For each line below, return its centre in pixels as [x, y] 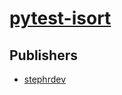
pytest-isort [60, 18]
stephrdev [45, 79]
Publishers [43, 55]
